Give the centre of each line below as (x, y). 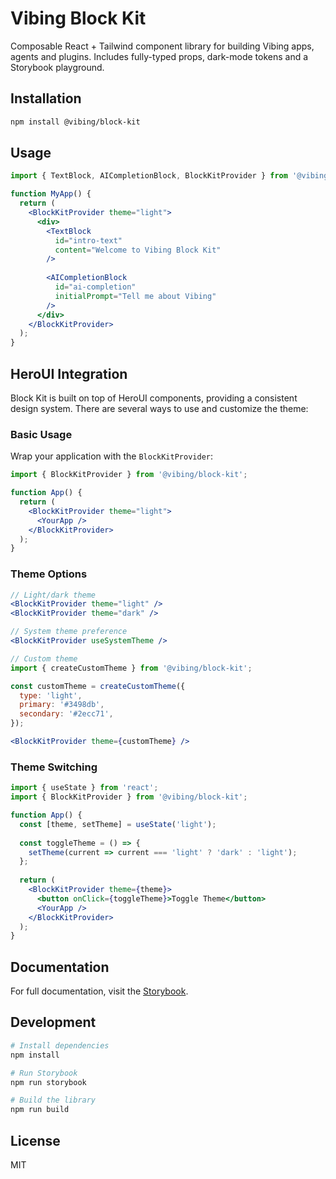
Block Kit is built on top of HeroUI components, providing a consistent (154, 398)
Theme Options (49, 574)
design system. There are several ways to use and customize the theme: (159, 408)
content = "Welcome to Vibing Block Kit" (138, 250)
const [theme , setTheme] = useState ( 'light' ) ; (118, 824)
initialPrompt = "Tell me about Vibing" (135, 296)
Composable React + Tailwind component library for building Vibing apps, (162, 46)
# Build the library (53, 1100)
